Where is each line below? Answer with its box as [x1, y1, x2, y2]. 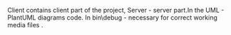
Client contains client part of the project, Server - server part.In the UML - [7, 6, 225, 14]
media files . [7, 21, 43, 29]
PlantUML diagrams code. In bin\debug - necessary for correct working [7, 13, 217, 22]
